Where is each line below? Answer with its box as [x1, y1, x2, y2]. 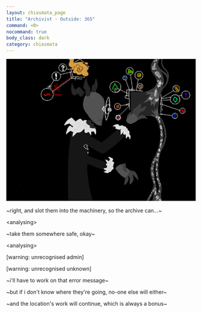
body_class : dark [6, 35, 50, 41]
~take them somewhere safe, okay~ [6, 230, 95, 237]
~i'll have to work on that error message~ [6, 277, 109, 284]
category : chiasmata [6, 41, 58, 47]
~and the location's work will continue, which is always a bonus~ [6, 300, 167, 307]
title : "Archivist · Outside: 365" [6, 16, 96, 22]
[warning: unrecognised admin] [6, 254, 84, 261]
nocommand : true [6, 29, 47, 35]
